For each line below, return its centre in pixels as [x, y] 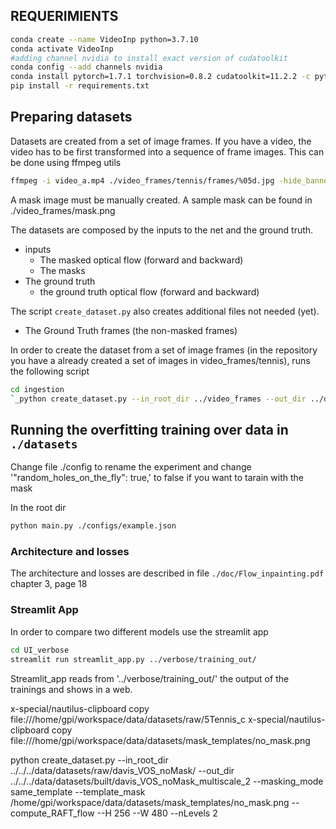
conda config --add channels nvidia [86, 67]
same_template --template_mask [78, 791]
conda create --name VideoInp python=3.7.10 [104, 39]
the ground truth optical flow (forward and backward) [149, 291]
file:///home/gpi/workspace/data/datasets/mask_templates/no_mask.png [160, 740]
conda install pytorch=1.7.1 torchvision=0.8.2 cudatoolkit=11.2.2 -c [160, 77]
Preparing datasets [71, 117]
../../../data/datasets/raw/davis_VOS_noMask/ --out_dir [122, 770]
